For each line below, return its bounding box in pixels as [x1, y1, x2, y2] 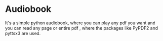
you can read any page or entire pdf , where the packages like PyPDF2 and [5, 25, 158, 31]
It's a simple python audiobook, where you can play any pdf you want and [5, 20, 156, 26]
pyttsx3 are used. [5, 30, 41, 36]
